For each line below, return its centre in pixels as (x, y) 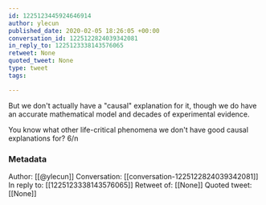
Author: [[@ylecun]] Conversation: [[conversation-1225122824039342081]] (133, 176)
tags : (17, 76)
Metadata (27, 159)
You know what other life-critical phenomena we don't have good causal (129, 129)
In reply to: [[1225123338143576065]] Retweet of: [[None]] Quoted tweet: (130, 185)
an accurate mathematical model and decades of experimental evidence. (129, 114)
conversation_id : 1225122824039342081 (73, 38)
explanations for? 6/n (43, 138)
